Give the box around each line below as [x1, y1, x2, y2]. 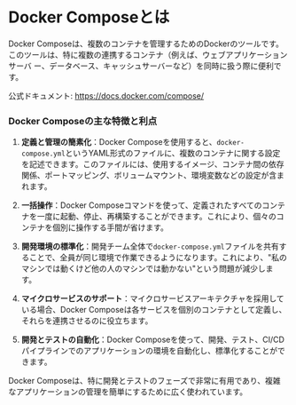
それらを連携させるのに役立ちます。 [20, 315, 153, 326]
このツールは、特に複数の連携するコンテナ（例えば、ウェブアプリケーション [8, 49, 288, 60]
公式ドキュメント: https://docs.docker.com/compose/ [8, 90, 205, 101]
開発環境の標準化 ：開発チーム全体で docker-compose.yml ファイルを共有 [20, 241, 280, 252]
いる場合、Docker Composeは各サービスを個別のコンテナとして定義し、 [20, 305, 287, 315]
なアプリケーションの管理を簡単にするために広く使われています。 [8, 386, 248, 397]
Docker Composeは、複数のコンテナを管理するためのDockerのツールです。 [8, 38, 284, 49]
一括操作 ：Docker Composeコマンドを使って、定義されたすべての [20, 200, 262, 210]
